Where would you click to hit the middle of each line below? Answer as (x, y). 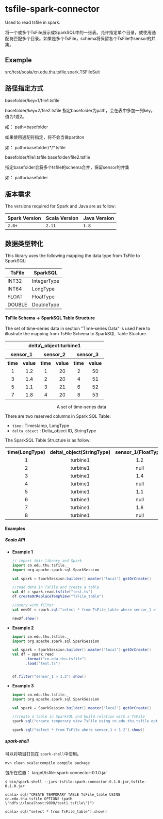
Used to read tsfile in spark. (33, 22)
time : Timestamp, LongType (41, 426)
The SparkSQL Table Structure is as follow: (48, 440)
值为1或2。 (16, 116)
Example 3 (23, 685)
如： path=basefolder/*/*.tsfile (35, 147)
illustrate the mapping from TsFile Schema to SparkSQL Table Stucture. (76, 334)
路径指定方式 (24, 88)
